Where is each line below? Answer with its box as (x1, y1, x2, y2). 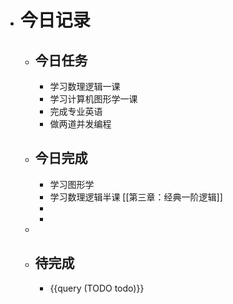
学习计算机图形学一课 (49, 93, 138, 105)
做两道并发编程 (49, 118, 112, 130)
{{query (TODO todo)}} (49, 282, 145, 294)
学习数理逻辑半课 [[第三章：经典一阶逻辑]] (49, 191, 223, 203)
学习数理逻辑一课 (49, 81, 121, 92)
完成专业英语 (49, 106, 103, 117)
